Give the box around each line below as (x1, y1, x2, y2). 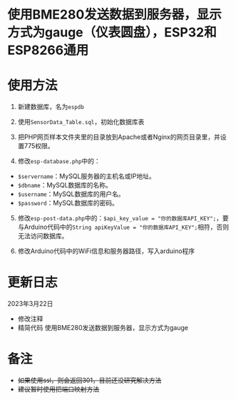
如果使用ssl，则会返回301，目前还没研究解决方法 (17, 376, 162, 384)
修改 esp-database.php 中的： (17, 157, 101, 165)
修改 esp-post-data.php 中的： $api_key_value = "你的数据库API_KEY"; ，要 (17, 214, 230, 222)
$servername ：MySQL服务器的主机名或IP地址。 (17, 172, 155, 180)
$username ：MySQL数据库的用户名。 (17, 190, 125, 198)
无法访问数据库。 (17, 232, 68, 240)
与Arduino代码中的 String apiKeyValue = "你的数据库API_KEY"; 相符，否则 (17, 222, 230, 232)
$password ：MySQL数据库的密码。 (17, 199, 119, 207)
